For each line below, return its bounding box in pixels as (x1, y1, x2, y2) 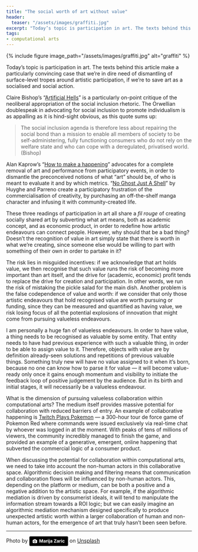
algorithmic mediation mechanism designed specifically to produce (6, 507, 169, 514)
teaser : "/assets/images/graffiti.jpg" (11, 19, 110, 25)
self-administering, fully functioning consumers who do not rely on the (20, 137, 192, 143)
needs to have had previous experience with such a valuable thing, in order (6, 339, 189, 346)
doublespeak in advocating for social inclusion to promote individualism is (6, 107, 186, 113)
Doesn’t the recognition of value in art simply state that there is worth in (6, 235, 180, 242)
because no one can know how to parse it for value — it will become (6, 364, 173, 371)
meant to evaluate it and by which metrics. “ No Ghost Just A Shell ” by (6, 179, 176, 187)
